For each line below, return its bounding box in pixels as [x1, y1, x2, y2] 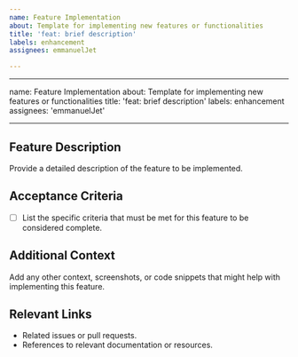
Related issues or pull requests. [21, 330, 137, 341]
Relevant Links [9, 307, 92, 322]
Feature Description [9, 139, 122, 155]
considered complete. [21, 222, 103, 233]
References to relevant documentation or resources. [21, 339, 213, 351]
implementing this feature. [9, 281, 105, 291]
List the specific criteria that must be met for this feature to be [21, 212, 249, 223]
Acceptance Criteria [9, 188, 123, 204]
